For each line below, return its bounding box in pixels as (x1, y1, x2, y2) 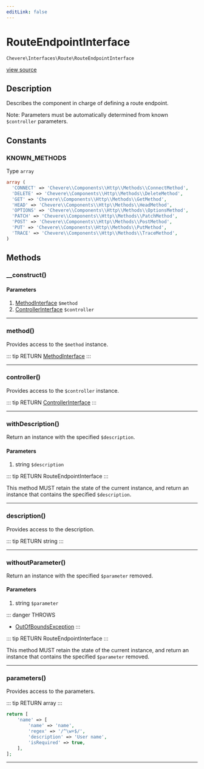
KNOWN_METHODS (6, 153, 67, 162)
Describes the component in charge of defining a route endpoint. (6, 100, 169, 107)
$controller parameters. (6, 118, 69, 125)
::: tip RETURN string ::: (6, 537, 64, 545)
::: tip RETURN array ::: (6, 700, 63, 707)
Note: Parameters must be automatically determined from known (6, 111, 168, 119)
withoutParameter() (6, 558, 66, 567)
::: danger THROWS (6, 612, 56, 619)
